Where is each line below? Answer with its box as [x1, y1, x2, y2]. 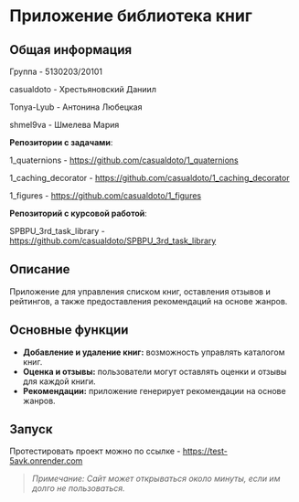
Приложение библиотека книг [9, 5, 253, 27]
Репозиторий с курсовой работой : [9, 208, 148, 219]
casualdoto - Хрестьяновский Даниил [9, 84, 157, 94]
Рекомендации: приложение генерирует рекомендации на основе [22, 385, 286, 396]
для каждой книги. [22, 376, 96, 387]
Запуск [9, 422, 53, 437]
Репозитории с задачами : [9, 137, 113, 147]
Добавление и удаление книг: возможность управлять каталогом [22, 347, 285, 358]
